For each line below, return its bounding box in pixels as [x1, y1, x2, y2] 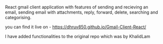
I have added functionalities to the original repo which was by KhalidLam [5, 34, 150, 39]
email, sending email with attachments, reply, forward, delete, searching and [5, 9, 158, 15]
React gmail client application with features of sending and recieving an [5, 4, 148, 10]
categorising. [5, 15, 32, 20]
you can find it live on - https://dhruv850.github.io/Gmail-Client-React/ [5, 24, 146, 30]
